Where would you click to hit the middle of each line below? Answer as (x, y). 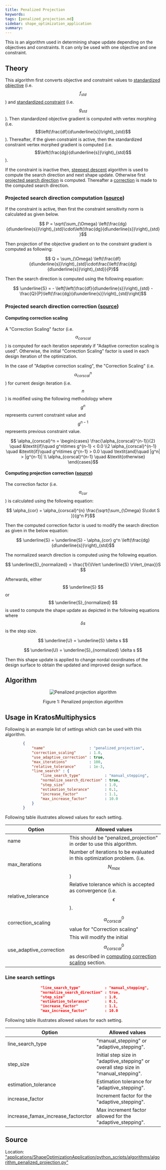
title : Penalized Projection (35, 10)
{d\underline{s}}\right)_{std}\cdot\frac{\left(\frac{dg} (83, 264)
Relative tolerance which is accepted (112, 884)
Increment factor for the (124, 1096)
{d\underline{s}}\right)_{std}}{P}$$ (83, 269)
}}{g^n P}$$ (83, 516)
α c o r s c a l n (83, 374)
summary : (14, 28)
